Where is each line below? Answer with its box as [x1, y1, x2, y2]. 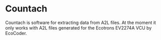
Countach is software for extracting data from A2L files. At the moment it [5, 19, 156, 25]
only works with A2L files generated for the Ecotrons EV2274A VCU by [5, 24, 152, 30]
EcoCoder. [5, 30, 27, 36]
